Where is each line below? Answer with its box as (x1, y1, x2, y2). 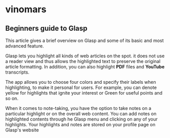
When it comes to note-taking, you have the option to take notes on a (5, 105, 152, 111)
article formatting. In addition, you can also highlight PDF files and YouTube (5, 64, 165, 70)
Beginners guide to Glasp (5, 24, 88, 33)
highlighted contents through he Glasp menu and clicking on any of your (5, 116, 158, 122)
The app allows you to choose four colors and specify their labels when (5, 79, 156, 85)
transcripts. (5, 69, 30, 75)
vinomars (5, 4, 47, 15)
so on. (5, 96, 19, 101)
